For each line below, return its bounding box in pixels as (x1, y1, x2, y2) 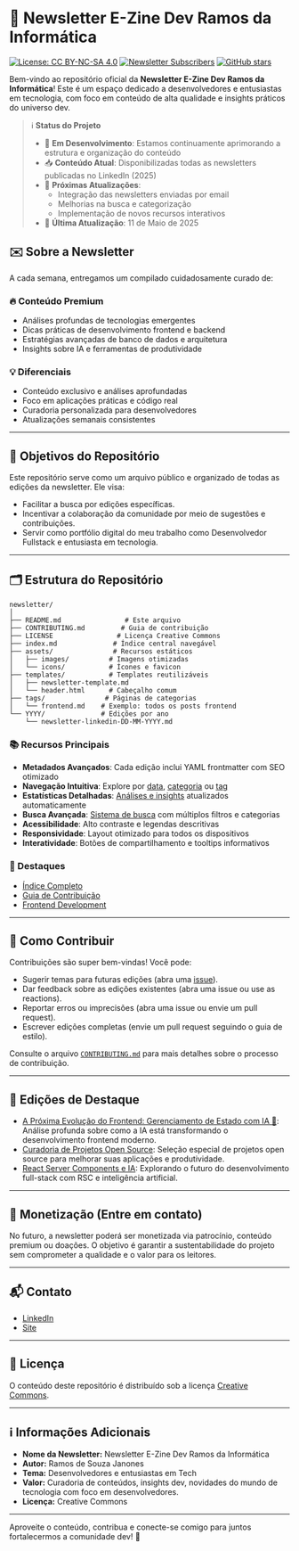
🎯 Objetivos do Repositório (9, 448, 160, 464)
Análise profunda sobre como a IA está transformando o (21, 1125, 229, 1136)
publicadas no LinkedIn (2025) (44, 169, 158, 181)
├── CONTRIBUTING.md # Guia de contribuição (9, 623, 209, 632)
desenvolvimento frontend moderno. (21, 1135, 158, 1145)
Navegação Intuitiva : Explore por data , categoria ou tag (21, 781, 229, 792)
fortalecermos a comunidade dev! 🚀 (9, 1531, 141, 1542)
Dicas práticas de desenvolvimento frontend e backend (21, 324, 226, 335)
